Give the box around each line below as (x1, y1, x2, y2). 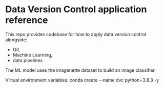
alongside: (5, 37, 28, 43)
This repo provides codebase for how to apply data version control (5, 31, 146, 37)
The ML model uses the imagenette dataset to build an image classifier (5, 67, 155, 73)
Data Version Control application (5, 4, 147, 15)
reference (5, 14, 48, 26)
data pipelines (12, 57, 43, 63)
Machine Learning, (12, 52, 53, 58)
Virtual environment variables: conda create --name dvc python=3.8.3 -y (5, 77, 159, 83)
